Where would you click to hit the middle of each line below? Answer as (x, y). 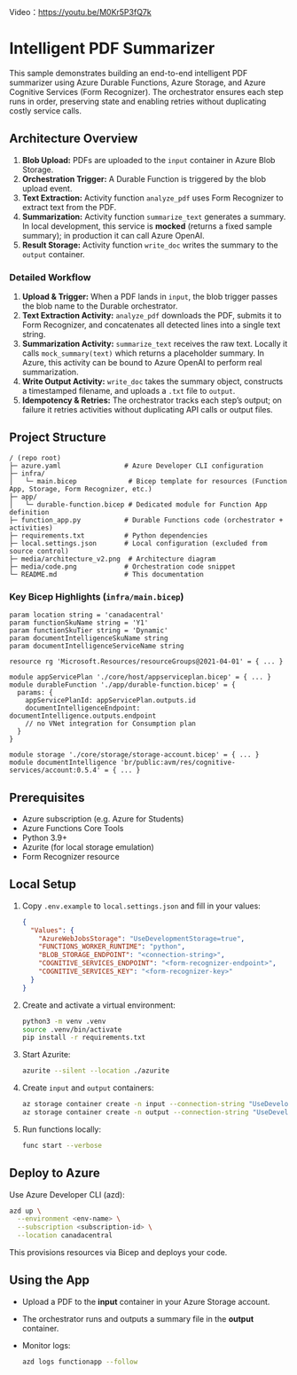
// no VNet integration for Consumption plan (111, 724)
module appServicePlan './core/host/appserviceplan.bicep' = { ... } (141, 677)
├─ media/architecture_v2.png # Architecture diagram (113, 559)
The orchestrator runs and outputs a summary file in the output (138, 1318)
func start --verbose (62, 1145)
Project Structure (58, 438)
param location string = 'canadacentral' (87, 615)
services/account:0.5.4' (55, 770)
